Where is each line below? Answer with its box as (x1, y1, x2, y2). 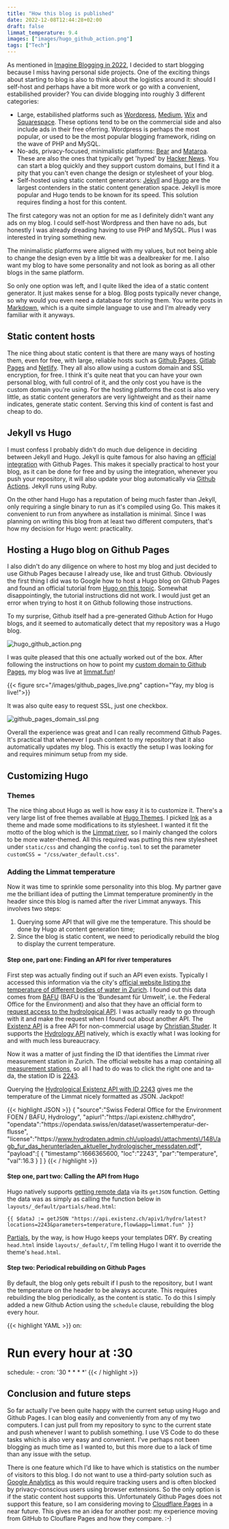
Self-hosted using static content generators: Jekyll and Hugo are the (16, 176, 211, 184)
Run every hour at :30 (7, 1346, 133, 1361)
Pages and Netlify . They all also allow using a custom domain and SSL (7, 363, 204, 371)
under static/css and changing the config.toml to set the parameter (7, 843, 202, 851)
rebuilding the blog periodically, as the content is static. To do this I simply (7, 1294, 216, 1302)
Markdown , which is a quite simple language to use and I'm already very (7, 303, 211, 312)
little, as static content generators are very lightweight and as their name (7, 393, 211, 401)
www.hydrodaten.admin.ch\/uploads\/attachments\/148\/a (57, 1134, 221, 1143)
